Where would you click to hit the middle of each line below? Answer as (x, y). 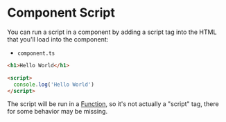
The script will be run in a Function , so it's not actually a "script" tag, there (113, 104)
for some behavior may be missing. (58, 112)
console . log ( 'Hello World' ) (54, 85)
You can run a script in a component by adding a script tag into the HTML (112, 32)
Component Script (61, 13)
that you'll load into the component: (58, 39)
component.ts (36, 53)
